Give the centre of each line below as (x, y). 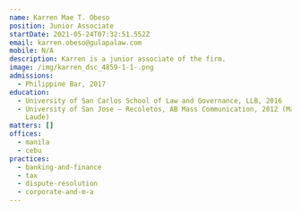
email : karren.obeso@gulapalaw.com (76, 42)
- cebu (30, 150)
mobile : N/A (31, 51)
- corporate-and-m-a (56, 192)
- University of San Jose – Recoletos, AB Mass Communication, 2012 (148, 109)
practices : (30, 159)
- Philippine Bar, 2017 (61, 84)
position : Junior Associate (62, 26)
